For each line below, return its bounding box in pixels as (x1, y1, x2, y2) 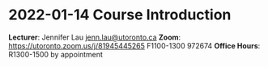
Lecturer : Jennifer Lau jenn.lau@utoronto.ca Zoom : (8, 32, 181, 42)
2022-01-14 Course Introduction (8, 6, 232, 24)
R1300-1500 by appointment (8, 49, 104, 59)
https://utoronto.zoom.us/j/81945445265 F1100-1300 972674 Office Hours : (8, 40, 261, 50)
